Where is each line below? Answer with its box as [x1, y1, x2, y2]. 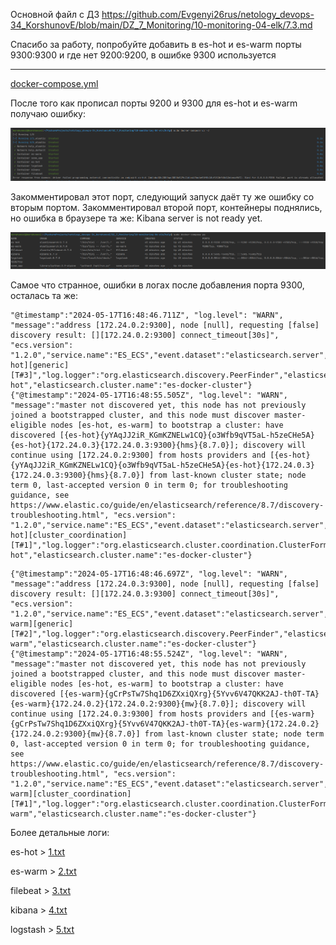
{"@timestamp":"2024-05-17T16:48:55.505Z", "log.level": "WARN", [10, 390, 288, 401]
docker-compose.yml [10, 78, 99, 89]
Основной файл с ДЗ [10, 9, 100, 20]
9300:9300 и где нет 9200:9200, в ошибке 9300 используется [10, 49, 277, 61]
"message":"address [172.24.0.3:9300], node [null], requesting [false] [10, 579, 320, 589]
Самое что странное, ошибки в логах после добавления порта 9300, [10, 279, 305, 291]
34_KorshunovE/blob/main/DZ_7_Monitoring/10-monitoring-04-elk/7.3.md [10, 19, 313, 31]
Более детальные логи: [10, 827, 110, 839]
